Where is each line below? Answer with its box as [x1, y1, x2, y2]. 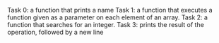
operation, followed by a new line [7, 28, 104, 36]
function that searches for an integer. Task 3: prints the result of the [7, 21, 205, 28]
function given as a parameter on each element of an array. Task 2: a [7, 13, 208, 21]
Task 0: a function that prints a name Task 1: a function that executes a [7, 6, 213, 14]
